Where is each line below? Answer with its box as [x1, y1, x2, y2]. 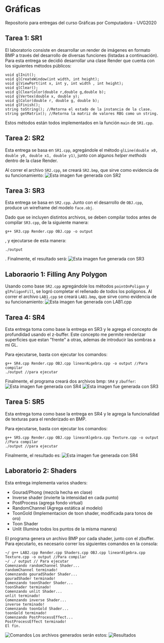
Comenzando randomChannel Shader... [5, 563, 80, 568]
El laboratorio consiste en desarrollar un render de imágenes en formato [5, 47, 151, 53]
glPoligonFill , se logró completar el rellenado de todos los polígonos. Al [5, 289, 153, 294]
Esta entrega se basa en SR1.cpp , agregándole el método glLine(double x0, [5, 147, 158, 153]
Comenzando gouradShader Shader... [5, 572, 78, 577]
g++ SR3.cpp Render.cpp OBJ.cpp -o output [5, 229, 93, 234]
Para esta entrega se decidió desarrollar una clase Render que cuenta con [5, 58, 155, 64]
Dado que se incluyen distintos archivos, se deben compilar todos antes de [5, 214, 157, 220]
